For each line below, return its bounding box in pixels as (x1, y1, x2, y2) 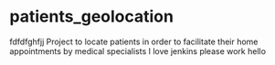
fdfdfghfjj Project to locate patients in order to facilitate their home (9, 36, 259, 47)
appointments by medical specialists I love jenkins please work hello (9, 45, 267, 56)
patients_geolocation (9, 6, 174, 27)
